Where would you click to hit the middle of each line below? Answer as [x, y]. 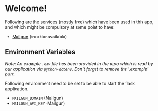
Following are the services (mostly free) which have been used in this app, [79, 22]
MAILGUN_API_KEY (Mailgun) [39, 103]
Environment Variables [40, 52]
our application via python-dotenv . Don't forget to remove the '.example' [77, 69]
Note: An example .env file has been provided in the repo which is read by [79, 63]
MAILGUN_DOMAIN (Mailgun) [37, 98]
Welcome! [26, 9]
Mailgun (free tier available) [39, 37]
